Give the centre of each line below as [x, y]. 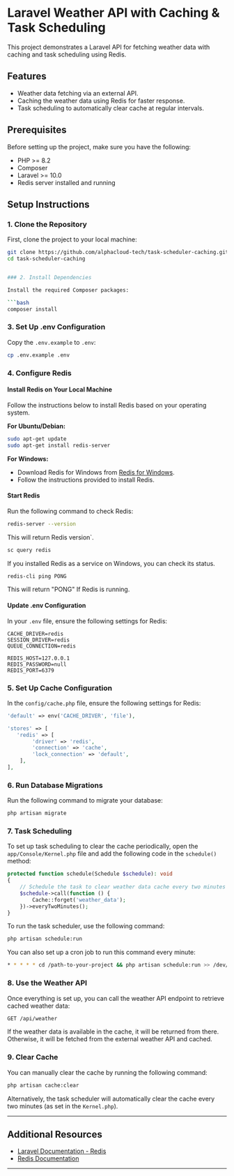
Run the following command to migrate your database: [85, 801]
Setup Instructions [48, 204]
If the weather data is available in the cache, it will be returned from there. [113, 1032]
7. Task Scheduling [40, 831]
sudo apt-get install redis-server [59, 445]
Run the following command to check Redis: [70, 511]
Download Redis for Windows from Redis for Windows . [96, 472]
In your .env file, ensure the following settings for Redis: [87, 621]
